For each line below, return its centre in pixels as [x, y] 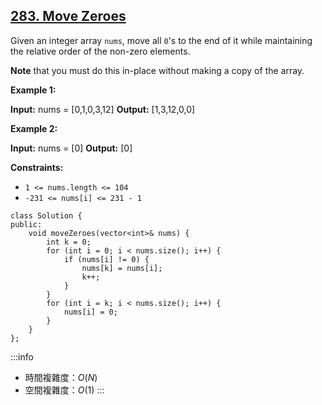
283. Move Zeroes [68, 16]
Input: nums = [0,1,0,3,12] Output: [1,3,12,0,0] [103, 109]
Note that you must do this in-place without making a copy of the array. [157, 70]
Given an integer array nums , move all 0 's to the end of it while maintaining [161, 40]
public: [26, 224]
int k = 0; [69, 242]
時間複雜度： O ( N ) [61, 377]
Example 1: [33, 90]
